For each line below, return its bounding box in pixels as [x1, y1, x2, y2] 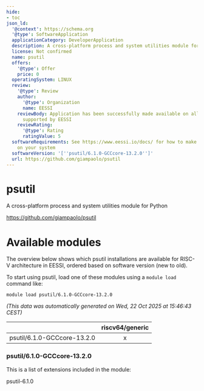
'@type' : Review [17, 88, 59, 94]
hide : [6, 9, 20, 15]
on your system [17, 144, 56, 151]
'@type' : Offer [17, 65, 56, 72]
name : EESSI [22, 105, 53, 111]
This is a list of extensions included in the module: [6, 365, 132, 373]
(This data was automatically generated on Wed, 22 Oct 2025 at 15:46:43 [6, 302, 192, 310]
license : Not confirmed [12, 49, 72, 55]
